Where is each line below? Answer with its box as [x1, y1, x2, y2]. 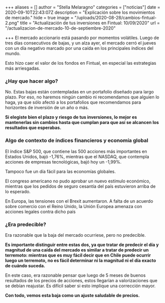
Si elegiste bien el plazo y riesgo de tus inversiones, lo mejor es [5, 114, 137, 120]
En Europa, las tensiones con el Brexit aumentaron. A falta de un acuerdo [5, 198, 154, 204]
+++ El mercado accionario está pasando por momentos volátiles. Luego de [5, 35, 159, 41]
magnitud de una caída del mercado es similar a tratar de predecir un [5, 247, 149, 253]
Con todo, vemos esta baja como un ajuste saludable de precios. [5, 292, 140, 298]
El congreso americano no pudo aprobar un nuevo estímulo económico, [5, 178, 151, 184]
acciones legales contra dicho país [5, 209, 76, 215]
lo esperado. [5, 188, 31, 194]
